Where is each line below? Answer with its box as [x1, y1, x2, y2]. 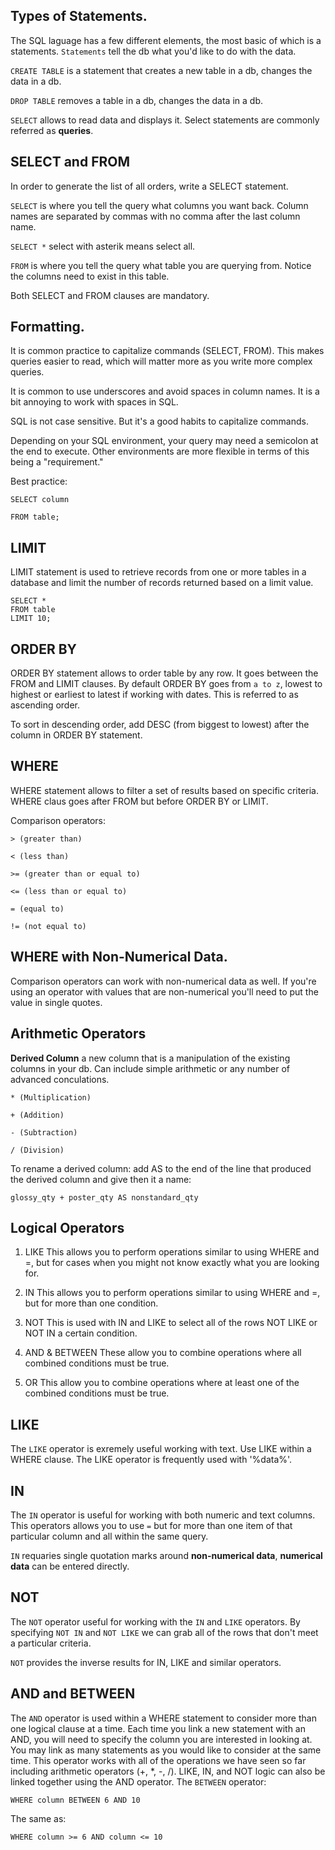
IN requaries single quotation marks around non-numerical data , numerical [10, 1549, 323, 1561]
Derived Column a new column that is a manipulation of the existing [10, 1052, 291, 1064]
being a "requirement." [10, 456, 104, 468]
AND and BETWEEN [10, 1685, 136, 1703]
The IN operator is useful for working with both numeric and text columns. [10, 1509, 316, 1521]
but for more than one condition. [24, 1297, 159, 1309]
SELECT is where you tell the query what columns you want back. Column [10, 199, 309, 211]
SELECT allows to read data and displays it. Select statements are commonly [10, 114, 320, 126]
